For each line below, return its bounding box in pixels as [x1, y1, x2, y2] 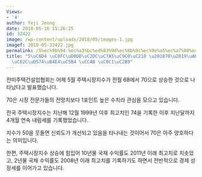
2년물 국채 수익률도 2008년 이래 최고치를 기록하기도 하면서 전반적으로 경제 [14, 157, 189, 164]
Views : [6, 8, 23, 15]
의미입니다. [12, 136, 39, 144]
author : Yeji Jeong [6, 20, 55, 26]
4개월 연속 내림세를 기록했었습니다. [6, 116, 89, 123]
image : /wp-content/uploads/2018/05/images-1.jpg [6, 36, 133, 42]
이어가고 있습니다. [22, 164, 64, 171]
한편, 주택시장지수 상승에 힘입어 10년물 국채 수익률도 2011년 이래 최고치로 [6, 149, 179, 156]
